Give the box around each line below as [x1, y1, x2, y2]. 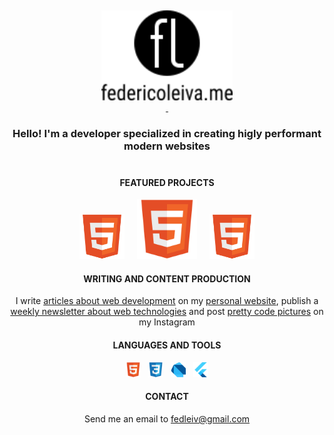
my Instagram [138, 316, 196, 328]
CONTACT [145, 391, 189, 403]
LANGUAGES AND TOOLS [112, 339, 222, 351]
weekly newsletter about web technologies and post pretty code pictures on [10, 306, 324, 318]
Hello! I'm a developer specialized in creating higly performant [12, 126, 322, 140]
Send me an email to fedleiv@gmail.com [83, 412, 251, 425]
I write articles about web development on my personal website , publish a [15, 295, 319, 307]
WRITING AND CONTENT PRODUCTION [83, 272, 251, 285]
